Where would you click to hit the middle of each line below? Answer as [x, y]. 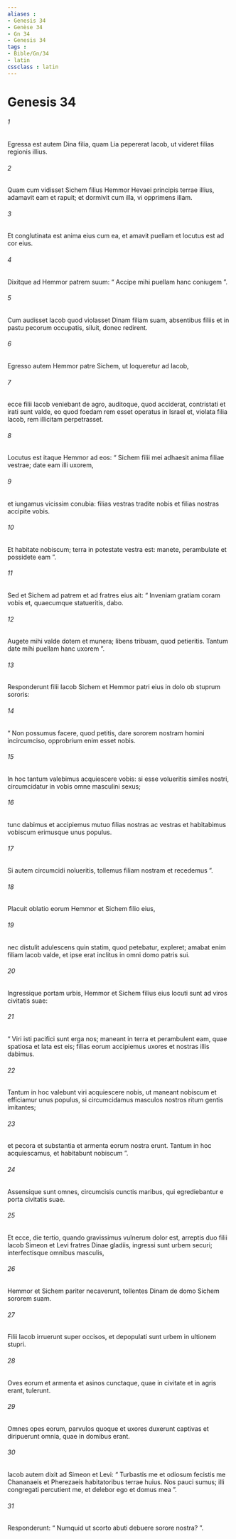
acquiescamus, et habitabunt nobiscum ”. [68, 1154]
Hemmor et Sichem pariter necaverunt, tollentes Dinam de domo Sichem [114, 1291]
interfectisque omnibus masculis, [56, 1252]
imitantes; [22, 1107]
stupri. [17, 1344]
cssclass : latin [33, 67]
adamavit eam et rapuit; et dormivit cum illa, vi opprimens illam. [100, 198]
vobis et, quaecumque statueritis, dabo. [65, 603]
